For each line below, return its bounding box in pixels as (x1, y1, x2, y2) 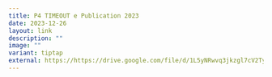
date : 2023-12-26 (8, 19, 67, 27)
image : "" (8, 42, 42, 50)
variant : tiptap (8, 49, 63, 57)
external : (8, 57, 42, 65)
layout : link (8, 26, 53, 34)
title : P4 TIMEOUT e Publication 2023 (8, 11, 139, 20)
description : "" (8, 34, 63, 43)
